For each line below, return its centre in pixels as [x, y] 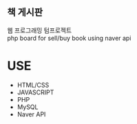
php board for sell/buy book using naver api [69, 38]
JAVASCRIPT [35, 92]
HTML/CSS [33, 85]
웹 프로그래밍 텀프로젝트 [40, 30]
